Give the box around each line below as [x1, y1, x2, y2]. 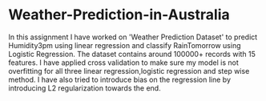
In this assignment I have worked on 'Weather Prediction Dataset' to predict [8, 32, 258, 42]
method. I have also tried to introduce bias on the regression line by [8, 75, 231, 84]
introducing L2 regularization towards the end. [8, 83, 162, 93]
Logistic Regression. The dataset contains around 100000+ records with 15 [8, 49, 256, 59]
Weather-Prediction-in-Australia [8, 6, 230, 24]
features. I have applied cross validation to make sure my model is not [8, 58, 239, 67]
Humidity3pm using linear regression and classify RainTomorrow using [8, 40, 242, 50]
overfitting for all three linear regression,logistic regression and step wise [8, 66, 250, 75]
